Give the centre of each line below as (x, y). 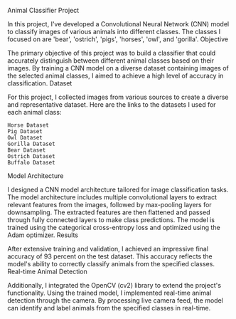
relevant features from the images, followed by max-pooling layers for (109, 205)
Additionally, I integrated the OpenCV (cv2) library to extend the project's (114, 285)
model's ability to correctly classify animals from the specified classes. (111, 264)
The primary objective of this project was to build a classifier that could (112, 53)
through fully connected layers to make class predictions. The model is (111, 220)
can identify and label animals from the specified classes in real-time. (109, 308)
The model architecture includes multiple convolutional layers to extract (112, 197)
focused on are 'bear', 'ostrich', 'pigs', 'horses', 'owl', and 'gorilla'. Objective (118, 39)
